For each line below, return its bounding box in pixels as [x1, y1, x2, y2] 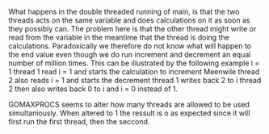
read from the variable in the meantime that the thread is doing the [8, 32, 230, 42]
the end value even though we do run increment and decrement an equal [8, 50, 251, 59]
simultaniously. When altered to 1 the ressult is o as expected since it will [8, 108, 250, 118]
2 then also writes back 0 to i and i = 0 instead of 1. [8, 84, 179, 94]
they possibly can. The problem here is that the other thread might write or [8, 24, 257, 33]
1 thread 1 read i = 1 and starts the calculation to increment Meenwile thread [8, 67, 260, 76]
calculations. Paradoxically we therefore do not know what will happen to [8, 41, 252, 51]
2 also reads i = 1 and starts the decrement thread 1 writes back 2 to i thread [8, 76, 262, 85]
